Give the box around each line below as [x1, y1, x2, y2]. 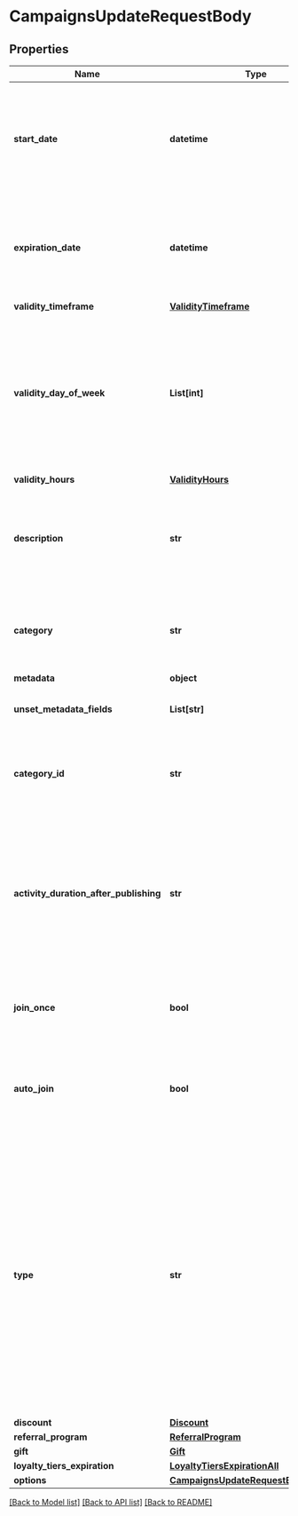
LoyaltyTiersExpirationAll [169, 1460, 279, 1472]
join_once [13, 1001, 56, 1014]
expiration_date [13, 241, 82, 254]
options [13, 1474, 47, 1486]
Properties [9, 42, 69, 57]
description [13, 533, 64, 544]
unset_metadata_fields [13, 703, 113, 715]
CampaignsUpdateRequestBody [9, 6, 252, 27]
